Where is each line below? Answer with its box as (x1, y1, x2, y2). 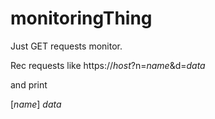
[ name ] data (10, 98, 62, 110)
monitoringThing (10, 7, 153, 30)
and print (10, 78, 48, 91)
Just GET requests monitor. (10, 40, 123, 52)
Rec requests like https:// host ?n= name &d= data (10, 59, 206, 71)
